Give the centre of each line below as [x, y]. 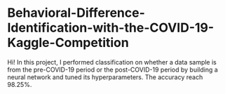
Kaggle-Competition [68, 43]
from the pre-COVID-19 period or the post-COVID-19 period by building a [113, 69]
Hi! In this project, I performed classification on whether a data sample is [112, 62]
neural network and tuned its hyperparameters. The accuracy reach [105, 77]
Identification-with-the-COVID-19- [111, 28]
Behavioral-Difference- [76, 13]
